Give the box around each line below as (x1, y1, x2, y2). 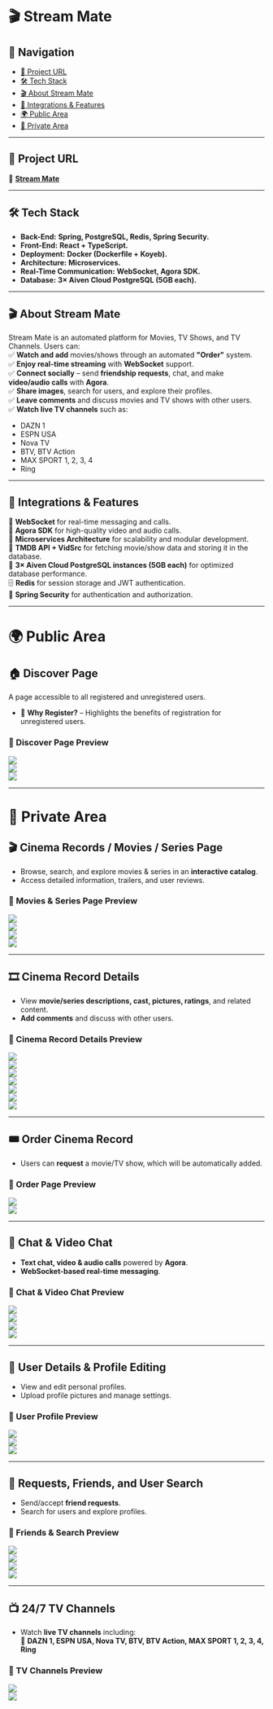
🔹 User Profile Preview (8, 1411, 99, 1422)
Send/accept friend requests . (19, 1498, 121, 1508)
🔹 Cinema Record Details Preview (8, 1033, 142, 1044)
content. (19, 1004, 49, 1014)
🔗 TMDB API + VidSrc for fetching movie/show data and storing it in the (8, 543, 249, 553)
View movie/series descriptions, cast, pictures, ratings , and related (19, 995, 251, 1005)
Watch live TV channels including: (19, 1628, 136, 1637)
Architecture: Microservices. (19, 257, 121, 267)
